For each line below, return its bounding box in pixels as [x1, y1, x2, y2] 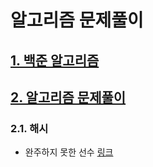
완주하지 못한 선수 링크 [24, 146, 114, 158]
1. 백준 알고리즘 [10, 52, 100, 69]
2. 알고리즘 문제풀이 [10, 89, 127, 106]
